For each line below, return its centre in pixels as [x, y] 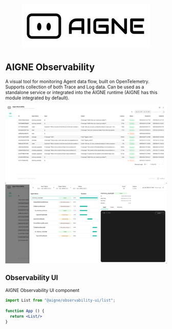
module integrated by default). [37, 98]
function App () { [25, 311]
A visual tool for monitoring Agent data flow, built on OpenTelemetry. [77, 81]
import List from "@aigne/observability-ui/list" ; [60, 300]
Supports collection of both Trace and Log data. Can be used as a [75, 87]
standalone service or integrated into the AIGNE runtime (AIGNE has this [81, 92]
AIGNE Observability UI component [42, 290]
